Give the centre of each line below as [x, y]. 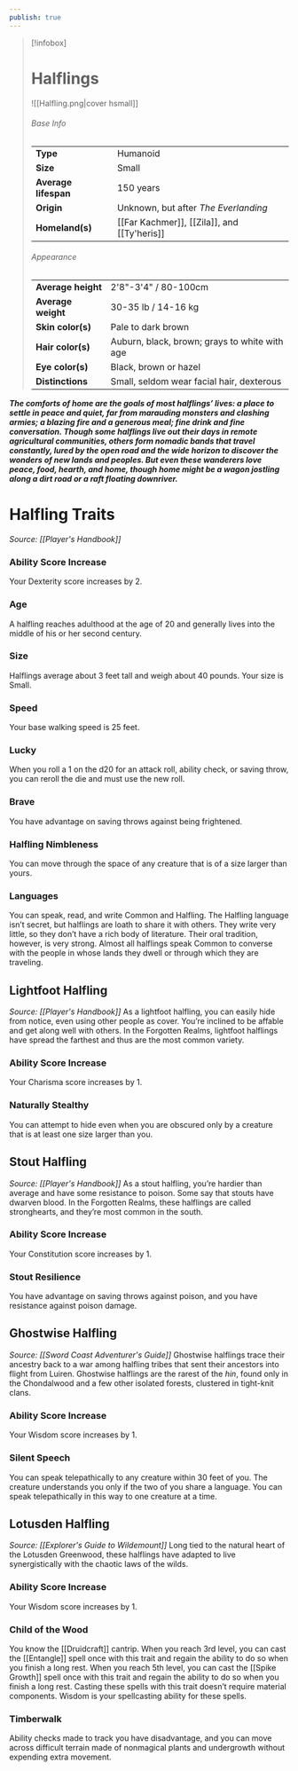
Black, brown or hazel [156, 366]
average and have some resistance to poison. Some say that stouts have [141, 1192]
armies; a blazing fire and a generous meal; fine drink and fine [127, 421]
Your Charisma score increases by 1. [76, 1082]
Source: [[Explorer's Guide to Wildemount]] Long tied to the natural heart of [147, 1546]
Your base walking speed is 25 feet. [74, 728]
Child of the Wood [49, 1629]
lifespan [53, 193]
